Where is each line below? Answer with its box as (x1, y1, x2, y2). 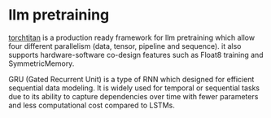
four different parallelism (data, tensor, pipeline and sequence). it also (8, 41, 242, 50)
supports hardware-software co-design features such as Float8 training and (8, 50, 264, 59)
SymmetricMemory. (8, 59, 75, 68)
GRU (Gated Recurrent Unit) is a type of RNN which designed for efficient (8, 74, 255, 84)
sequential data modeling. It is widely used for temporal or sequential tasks (8, 83, 260, 93)
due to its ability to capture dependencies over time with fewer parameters (8, 91, 259, 101)
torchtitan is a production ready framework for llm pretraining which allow (8, 33, 255, 42)
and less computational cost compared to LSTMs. (8, 100, 175, 110)
